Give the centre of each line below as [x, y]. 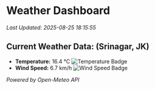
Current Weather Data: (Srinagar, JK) [78, 47]
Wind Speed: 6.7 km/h [43, 68]
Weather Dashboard [58, 11]
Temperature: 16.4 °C [43, 61]
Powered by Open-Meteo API [43, 79]
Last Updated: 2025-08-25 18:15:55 [51, 27]
